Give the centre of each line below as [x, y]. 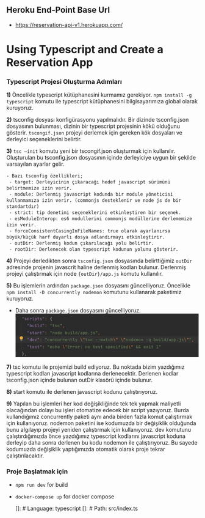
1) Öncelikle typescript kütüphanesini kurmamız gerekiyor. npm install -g [99, 95]
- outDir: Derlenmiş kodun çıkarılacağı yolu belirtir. [81, 243]
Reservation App [50, 62]
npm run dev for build [41, 485]
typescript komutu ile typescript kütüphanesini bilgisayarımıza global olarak [102, 102]
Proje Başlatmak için [37, 472]
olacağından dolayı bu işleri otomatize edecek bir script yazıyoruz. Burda [98, 410]
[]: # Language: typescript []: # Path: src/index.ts [77, 509]
